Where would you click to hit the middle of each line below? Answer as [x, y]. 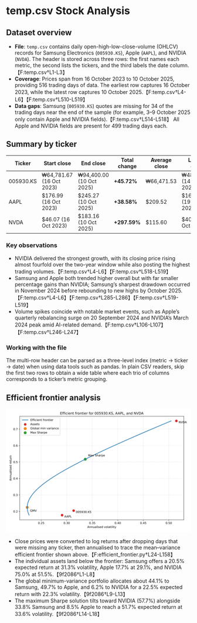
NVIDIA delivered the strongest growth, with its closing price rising [95, 258]
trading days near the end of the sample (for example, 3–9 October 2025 [102, 112]
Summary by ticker [42, 144]
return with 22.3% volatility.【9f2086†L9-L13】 [71, 594]
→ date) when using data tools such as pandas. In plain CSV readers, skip [95, 367]
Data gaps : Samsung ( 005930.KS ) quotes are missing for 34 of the [94, 106]
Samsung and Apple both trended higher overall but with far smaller [96, 278]
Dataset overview [39, 33]
